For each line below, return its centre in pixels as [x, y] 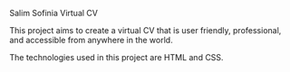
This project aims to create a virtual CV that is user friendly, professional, [145, 30]
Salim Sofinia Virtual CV [53, 13]
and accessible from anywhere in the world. [92, 40]
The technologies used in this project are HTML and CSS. [116, 57]
